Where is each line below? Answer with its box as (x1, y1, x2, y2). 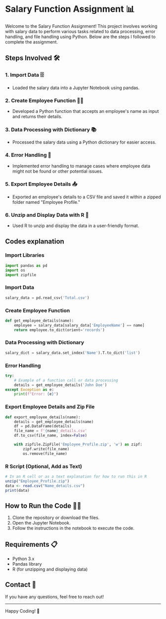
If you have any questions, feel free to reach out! (5, 594, 104, 600)
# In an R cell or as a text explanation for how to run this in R (5, 474, 147, 479)
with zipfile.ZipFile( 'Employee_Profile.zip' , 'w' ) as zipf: (14, 442, 142, 447)
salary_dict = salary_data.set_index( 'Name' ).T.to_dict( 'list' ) (5, 350, 140, 355)
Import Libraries (5, 252, 44, 259)
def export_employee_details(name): (5, 415, 81, 420)
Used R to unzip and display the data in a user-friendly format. (12, 223, 139, 229)
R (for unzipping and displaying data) (12, 567, 88, 572)
